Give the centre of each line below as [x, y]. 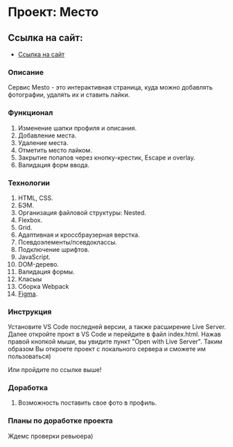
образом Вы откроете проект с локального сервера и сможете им [107, 349]
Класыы [30, 279]
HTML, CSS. [35, 198]
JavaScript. [34, 257]
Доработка [28, 388]
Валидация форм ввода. [53, 165]
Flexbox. [30, 220]
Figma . [28, 294]
